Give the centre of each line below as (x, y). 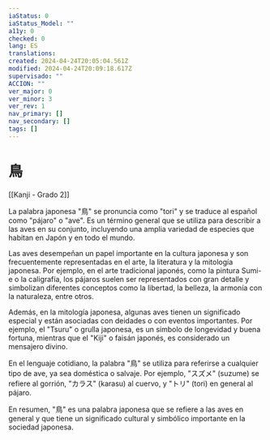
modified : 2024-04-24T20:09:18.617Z (70, 69)
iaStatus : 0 (28, 16)
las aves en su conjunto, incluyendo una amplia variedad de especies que (132, 229)
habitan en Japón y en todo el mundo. (72, 237)
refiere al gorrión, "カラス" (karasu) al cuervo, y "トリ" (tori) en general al (131, 383)
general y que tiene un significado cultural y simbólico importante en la (127, 418)
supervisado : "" (36, 76)
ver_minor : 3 (30, 99)
